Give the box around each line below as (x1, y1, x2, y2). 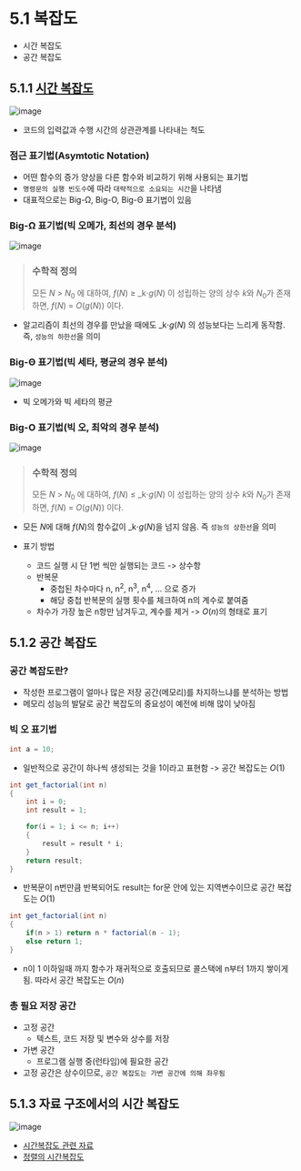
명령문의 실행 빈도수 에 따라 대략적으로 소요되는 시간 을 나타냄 (22, 183, 223, 194)
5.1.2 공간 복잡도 (9, 635, 97, 651)
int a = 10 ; (9, 744, 55, 753)
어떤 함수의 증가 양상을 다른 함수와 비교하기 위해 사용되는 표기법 (22, 172, 248, 183)
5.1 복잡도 (9, 8, 78, 29)
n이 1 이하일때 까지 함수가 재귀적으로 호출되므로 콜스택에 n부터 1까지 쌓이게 (22, 963, 289, 974)
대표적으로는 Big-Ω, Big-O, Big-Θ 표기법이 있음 (22, 195, 193, 206)
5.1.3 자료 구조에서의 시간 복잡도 (9, 1096, 180, 1112)
